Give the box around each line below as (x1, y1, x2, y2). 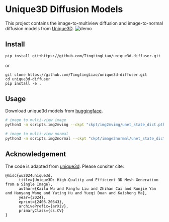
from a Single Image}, (5, 182, 53, 187)
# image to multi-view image (5, 118, 66, 123)
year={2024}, (18, 195, 46, 200)
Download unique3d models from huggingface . (5, 108, 103, 114)
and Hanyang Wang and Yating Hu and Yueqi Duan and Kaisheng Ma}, (5, 190, 147, 195)
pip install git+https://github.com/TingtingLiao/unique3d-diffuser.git (5, 53, 161, 58)
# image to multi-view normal (5, 132, 69, 137)
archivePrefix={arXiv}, (18, 203, 69, 209)
